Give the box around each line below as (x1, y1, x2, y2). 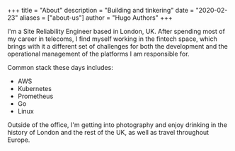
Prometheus (17, 92, 54, 100)
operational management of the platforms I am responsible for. (7, 49, 190, 58)
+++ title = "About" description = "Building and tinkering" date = (7, 6, 195, 14)
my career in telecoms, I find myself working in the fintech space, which (7, 35, 217, 43)
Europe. (7, 135, 30, 144)
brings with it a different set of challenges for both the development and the (7, 42, 228, 50)
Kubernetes (17, 85, 52, 92)
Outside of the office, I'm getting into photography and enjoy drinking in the (7, 121, 228, 129)
